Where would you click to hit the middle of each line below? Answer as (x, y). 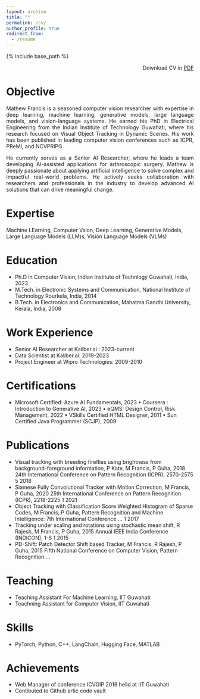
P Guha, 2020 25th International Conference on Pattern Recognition (98, 493)
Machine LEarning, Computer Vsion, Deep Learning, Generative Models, (95, 230)
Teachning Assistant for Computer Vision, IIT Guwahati (82, 603)
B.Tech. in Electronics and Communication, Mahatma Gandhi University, (103, 302)
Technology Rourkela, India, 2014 (56, 296)
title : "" (18, 17)
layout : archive (26, 12)
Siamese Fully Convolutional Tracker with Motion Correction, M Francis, (102, 487)
